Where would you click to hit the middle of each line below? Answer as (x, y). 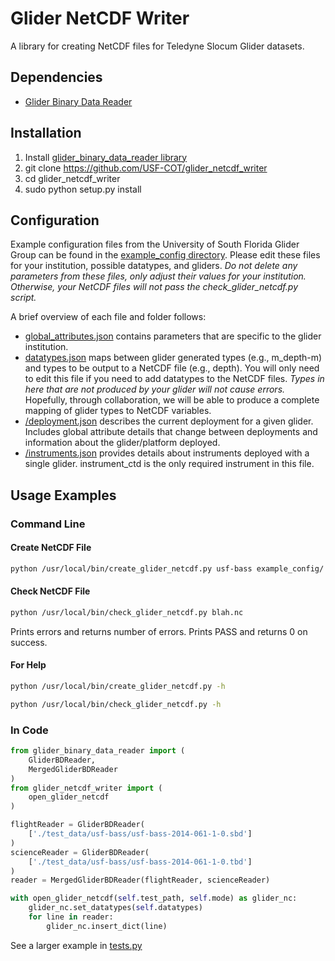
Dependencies (56, 77)
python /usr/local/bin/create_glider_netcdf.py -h (118, 687)
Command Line (48, 524)
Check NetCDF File (50, 591)
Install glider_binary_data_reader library (106, 157)
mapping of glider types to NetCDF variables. (118, 411)
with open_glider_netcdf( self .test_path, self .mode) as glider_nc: (154, 898)
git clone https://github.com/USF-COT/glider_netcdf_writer (146, 168)
